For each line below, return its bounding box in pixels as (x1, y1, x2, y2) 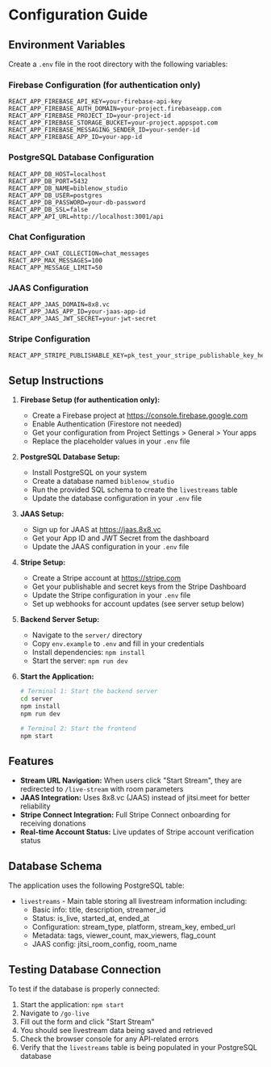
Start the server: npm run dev (31, 656, 128, 666)
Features (8, 754, 54, 768)
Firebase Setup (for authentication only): (19, 395, 161, 405)
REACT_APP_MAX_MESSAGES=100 (8, 256, 103, 264)
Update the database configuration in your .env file (31, 494, 202, 503)
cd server (19, 695, 54, 704)
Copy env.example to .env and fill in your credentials (31, 639, 205, 649)
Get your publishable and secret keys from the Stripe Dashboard (31, 582, 247, 591)
